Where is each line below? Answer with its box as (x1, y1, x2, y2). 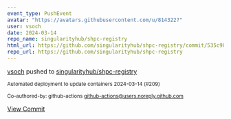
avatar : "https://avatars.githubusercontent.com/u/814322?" (7, 17, 184, 23)
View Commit (7, 105, 45, 113)
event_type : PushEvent (7, 10, 72, 17)
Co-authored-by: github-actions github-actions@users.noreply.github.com (7, 92, 184, 100)
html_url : (7, 42, 36, 49)
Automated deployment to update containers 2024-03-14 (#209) (7, 80, 160, 87)
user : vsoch (7, 23, 41, 30)
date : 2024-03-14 (7, 29, 57, 36)
